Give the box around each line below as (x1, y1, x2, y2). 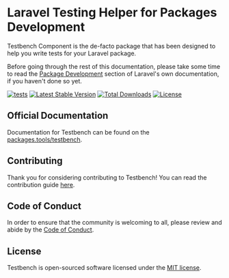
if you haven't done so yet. (7, 77, 82, 85)
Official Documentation (7, 110, 109, 122)
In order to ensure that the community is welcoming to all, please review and (7, 219, 222, 227)
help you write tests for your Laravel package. (7, 49, 137, 57)
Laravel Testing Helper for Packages (7, 5, 217, 20)
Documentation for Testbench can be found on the (7, 128, 150, 136)
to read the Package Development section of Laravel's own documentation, (7, 70, 219, 78)
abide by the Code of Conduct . (7, 225, 94, 234)
